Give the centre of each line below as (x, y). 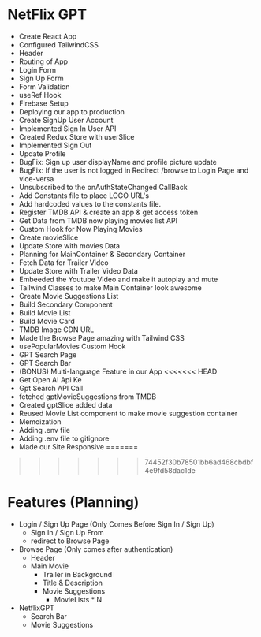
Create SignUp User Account (66, 120)
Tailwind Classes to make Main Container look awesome (110, 287)
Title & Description (73, 583)
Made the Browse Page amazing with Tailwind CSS (101, 337)
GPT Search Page (48, 354)
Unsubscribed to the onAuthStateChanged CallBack (103, 187)
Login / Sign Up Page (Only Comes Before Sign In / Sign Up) (116, 524)
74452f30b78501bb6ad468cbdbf (199, 462)
